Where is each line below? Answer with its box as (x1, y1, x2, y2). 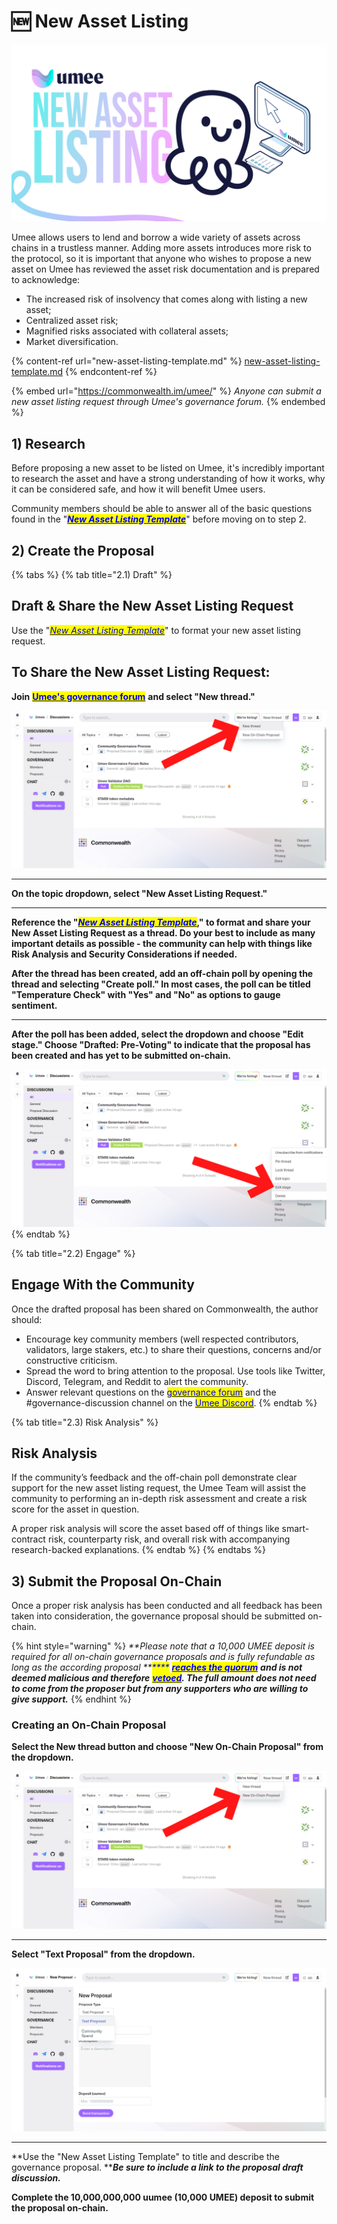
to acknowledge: (11, 274, 81, 286)
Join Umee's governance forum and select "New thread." (11, 690, 256, 702)
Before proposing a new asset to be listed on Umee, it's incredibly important (11, 462, 325, 474)
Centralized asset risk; (25, 315, 119, 327)
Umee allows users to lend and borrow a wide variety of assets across (11, 231, 301, 244)
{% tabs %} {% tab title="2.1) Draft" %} (11, 569, 173, 581)
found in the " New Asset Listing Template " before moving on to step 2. (11, 513, 307, 525)
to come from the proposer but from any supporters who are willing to (11, 1683, 309, 1695)
